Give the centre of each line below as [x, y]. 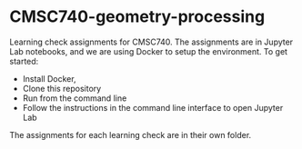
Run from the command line [75, 98]
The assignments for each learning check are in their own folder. [131, 134]
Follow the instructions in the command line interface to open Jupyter [153, 107]
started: [24, 61]
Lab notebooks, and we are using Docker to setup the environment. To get [149, 51]
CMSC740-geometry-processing [137, 17]
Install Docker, [49, 78]
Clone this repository [62, 88]
